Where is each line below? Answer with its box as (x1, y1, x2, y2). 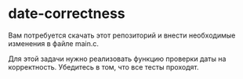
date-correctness (8, 5, 125, 23)
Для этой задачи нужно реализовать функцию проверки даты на (8, 54, 227, 63)
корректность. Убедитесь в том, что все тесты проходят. (8, 62, 199, 71)
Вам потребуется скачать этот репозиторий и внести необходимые (8, 31, 236, 40)
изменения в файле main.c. (8, 38, 100, 48)
